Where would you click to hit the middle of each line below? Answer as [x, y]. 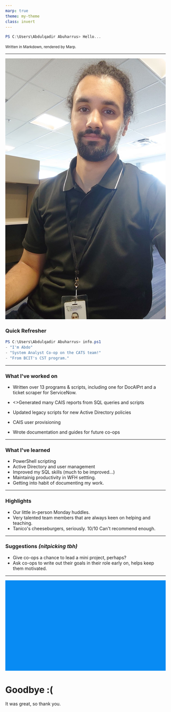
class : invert [20, 21]
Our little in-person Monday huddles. [51, 512]
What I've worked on [31, 376]
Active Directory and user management [54, 467]
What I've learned [28, 450]
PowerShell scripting [34, 461]
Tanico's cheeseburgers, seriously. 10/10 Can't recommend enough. [84, 528]
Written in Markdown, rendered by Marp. [41, 47]
